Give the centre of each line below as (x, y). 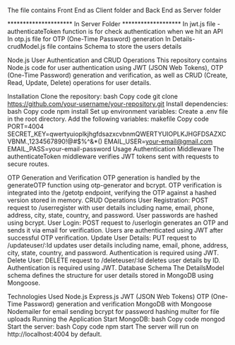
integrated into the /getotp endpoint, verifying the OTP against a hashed (112, 193)
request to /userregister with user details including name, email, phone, (111, 207)
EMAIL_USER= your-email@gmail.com (158, 141)
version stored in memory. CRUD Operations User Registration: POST (108, 200)
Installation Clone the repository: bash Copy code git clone (93, 96)
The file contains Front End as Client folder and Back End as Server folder (114, 10)
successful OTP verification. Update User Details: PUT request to (102, 238)
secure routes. (28, 164)
